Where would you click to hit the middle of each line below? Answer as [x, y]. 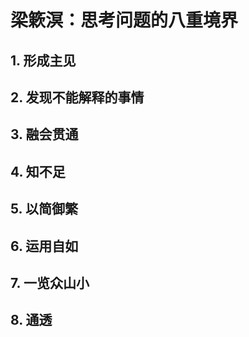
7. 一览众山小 [50, 282]
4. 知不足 [38, 171]
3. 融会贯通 [44, 134]
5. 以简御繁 [44, 209]
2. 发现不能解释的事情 [77, 97]
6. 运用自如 [44, 246]
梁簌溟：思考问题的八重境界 [124, 20]
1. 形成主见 [43, 60]
